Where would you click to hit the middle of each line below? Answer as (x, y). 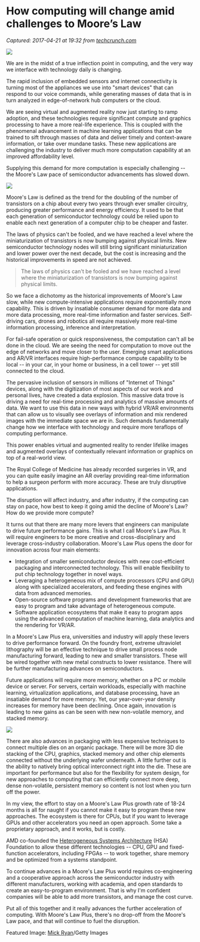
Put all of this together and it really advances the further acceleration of (94, 908)
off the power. (23, 792)
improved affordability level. (40, 156)
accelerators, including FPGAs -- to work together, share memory (108, 853)
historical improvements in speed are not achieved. (69, 259)
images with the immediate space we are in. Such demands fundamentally (98, 420)
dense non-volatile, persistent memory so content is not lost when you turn (99, 785)
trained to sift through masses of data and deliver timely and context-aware (99, 137)
